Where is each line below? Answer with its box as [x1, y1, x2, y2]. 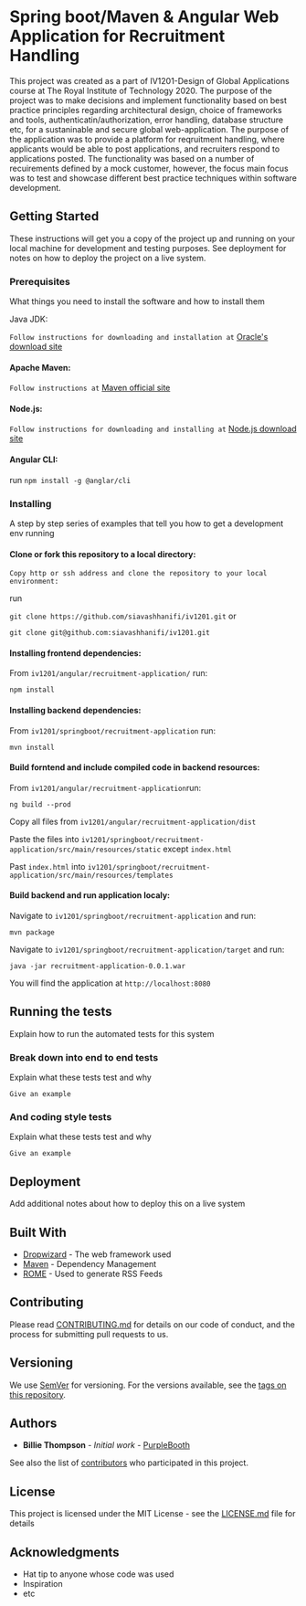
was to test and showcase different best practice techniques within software [9, 172, 297, 184]
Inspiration [22, 1579, 63, 1590]
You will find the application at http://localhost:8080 [9, 977, 211, 988]
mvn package [9, 927, 55, 937]
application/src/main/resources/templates [9, 871, 174, 880]
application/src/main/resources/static [9, 845, 162, 854]
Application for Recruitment [9, 26, 226, 47]
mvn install [9, 743, 55, 752]
